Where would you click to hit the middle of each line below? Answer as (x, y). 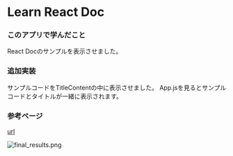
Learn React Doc (56, 12)
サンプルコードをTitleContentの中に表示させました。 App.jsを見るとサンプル (117, 87)
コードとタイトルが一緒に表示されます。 (65, 96)
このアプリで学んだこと (46, 35)
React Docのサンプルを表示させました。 (65, 51)
